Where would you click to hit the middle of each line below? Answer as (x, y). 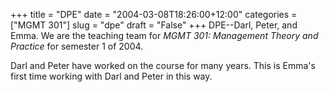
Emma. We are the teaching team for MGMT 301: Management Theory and (164, 35)
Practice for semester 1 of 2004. (77, 46)
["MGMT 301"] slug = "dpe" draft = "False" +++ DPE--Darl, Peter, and (154, 25)
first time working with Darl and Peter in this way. (111, 76)
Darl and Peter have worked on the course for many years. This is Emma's (163, 65)
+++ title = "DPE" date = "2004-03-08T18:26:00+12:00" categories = (154, 14)
